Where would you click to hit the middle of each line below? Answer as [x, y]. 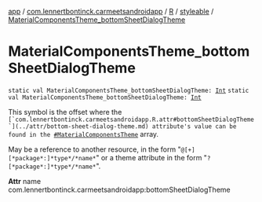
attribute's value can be [194, 126]
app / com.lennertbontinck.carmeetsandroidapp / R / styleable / [111, 11]
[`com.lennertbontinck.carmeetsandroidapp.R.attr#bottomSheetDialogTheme [131, 119]
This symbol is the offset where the [65, 112]
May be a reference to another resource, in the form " [95, 149]
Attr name [25, 181]
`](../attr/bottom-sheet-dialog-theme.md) [78, 126]
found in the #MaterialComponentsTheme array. [84, 134]
